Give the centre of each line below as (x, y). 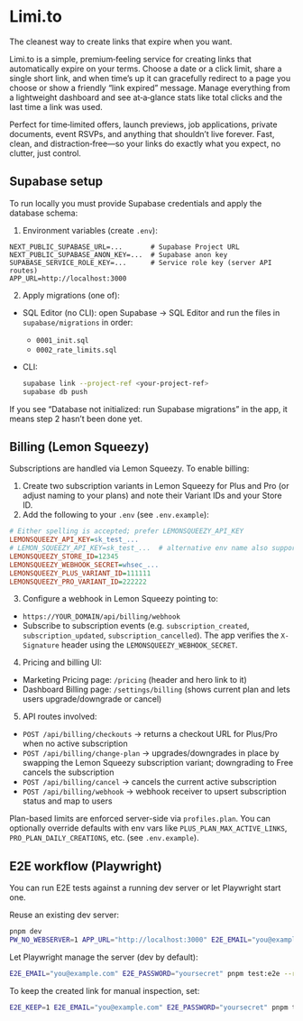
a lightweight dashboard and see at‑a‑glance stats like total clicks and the (146, 97)
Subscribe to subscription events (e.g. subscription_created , (136, 626)
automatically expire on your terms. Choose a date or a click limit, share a (146, 69)
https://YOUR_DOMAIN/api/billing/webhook (101, 617)
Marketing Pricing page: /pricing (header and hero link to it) (134, 680)
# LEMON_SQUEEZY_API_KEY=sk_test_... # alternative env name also (139, 548)
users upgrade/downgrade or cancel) (92, 699)
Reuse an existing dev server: (64, 915)
